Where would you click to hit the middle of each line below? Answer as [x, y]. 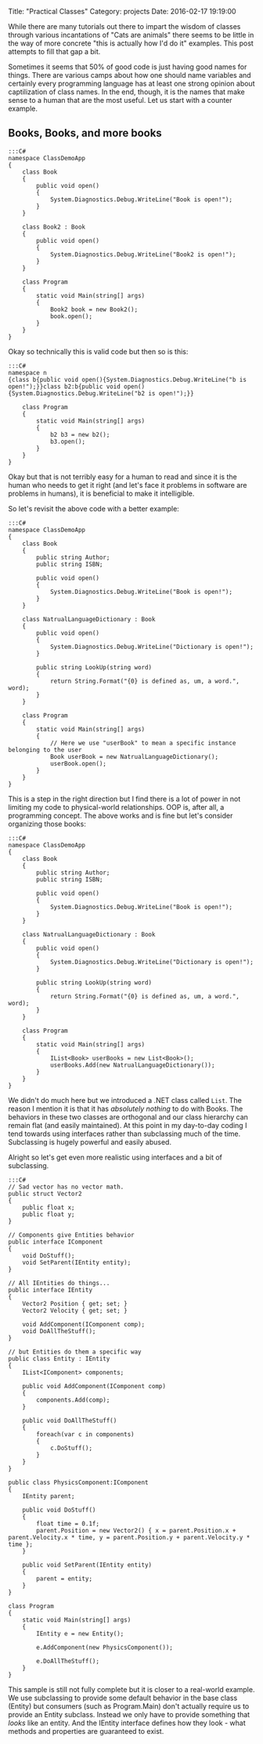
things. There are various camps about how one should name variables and [130, 75]
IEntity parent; [49, 1496]
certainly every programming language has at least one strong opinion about [131, 83]
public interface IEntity [50, 1290]
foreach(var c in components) [85, 1434]
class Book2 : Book [54, 227]
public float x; [49, 1207]
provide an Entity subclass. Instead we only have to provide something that [129, 1714]
